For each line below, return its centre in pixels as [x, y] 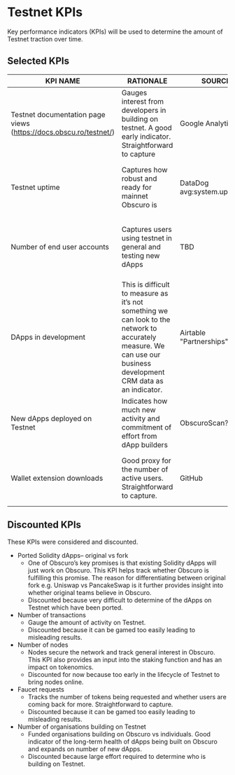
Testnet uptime [36, 187]
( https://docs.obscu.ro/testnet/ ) [63, 132]
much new [138, 409]
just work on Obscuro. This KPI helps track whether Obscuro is [119, 570]
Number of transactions [51, 615]
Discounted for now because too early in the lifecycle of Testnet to [124, 674]
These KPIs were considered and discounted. [73, 542]
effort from [139, 436]
